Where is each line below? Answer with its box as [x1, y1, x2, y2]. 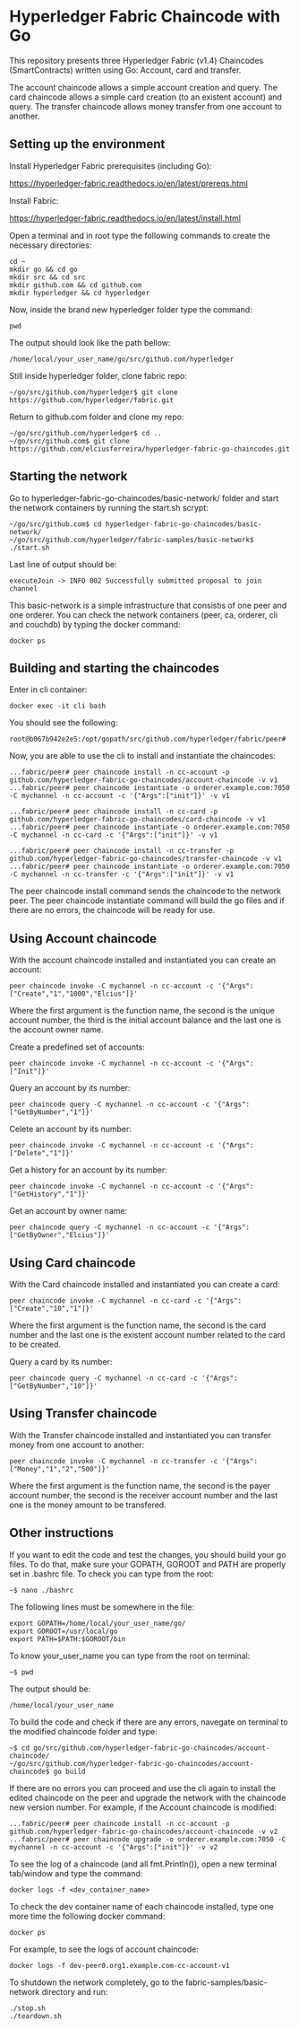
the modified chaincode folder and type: [9, 1726, 158, 1736]
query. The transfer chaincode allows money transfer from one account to [9, 101, 282, 111]
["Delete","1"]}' [9, 1149, 74, 1158]
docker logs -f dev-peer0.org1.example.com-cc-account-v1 [9, 1961, 230, 1970]
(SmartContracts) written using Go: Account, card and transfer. [9, 65, 242, 75]
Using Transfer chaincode [9, 1406, 158, 1421]
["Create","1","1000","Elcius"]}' [9, 989, 139, 998]
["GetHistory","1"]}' [9, 1190, 90, 1199]
